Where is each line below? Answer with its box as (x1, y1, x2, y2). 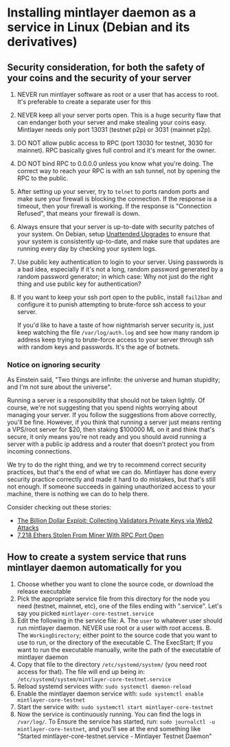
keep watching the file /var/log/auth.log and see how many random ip (16, 328, 220, 336)
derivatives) (7, 34, 78, 49)
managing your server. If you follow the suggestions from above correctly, (7, 411, 217, 419)
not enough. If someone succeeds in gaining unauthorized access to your (7, 482, 216, 491)
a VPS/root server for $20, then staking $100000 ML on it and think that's (7, 425, 215, 434)
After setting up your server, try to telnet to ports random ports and (16, 188, 209, 195)
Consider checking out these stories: (7, 503, 112, 511)
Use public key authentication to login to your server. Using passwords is (16, 258, 224, 266)
